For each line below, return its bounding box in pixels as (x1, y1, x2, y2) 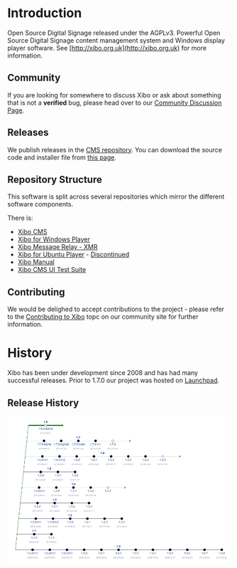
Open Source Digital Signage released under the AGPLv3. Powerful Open (7, 28, 221, 37)
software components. (7, 200, 73, 209)
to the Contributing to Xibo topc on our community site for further (7, 312, 199, 321)
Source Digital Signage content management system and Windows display (7, 36, 226, 44)
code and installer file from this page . (7, 153, 117, 162)
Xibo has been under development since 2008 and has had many (7, 369, 199, 377)
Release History (7, 396, 79, 409)
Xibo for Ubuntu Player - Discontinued (17, 251, 130, 259)
